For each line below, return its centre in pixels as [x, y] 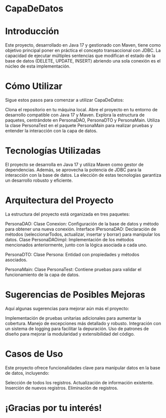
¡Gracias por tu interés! [54, 408]
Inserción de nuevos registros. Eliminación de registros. [62, 388]
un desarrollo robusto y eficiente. [39, 180]
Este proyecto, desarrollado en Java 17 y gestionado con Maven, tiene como [83, 45]
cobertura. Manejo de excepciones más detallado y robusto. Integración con [83, 323]
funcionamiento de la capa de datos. [43, 275]
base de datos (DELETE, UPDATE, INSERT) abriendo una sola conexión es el [83, 61]
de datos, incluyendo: [27, 373]
